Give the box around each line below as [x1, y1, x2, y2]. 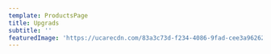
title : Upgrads [8, 19, 60, 27]
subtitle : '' [8, 26, 52, 34]
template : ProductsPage [8, 11, 89, 20]
